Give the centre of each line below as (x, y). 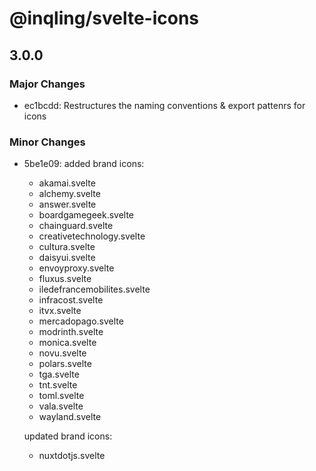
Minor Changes (47, 142)
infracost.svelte (71, 300)
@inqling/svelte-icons (104, 18)
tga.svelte (59, 374)
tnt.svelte (58, 385)
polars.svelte (65, 364)
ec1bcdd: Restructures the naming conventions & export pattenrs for (164, 105)
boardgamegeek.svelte (86, 215)
